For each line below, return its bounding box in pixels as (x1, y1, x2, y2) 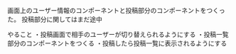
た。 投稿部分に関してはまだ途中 (7, 15, 103, 23)
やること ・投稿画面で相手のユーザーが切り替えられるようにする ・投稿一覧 (7, 31, 229, 38)
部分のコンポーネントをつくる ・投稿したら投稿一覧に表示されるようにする (7, 39, 227, 48)
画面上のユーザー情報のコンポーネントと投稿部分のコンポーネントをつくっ (7, 6, 225, 14)
